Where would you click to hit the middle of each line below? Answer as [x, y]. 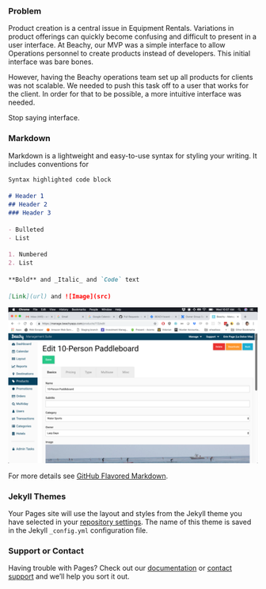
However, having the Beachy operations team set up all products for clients [131, 78]
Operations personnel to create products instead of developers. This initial [129, 54]
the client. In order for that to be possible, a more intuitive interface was [125, 94]
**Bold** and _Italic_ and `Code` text [74, 280]
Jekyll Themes [37, 496]
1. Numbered [28, 255]
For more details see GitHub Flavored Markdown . [88, 476]
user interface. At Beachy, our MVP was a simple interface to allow [117, 45]
